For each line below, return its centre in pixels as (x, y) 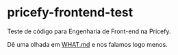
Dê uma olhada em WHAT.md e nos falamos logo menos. (87, 44)
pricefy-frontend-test (70, 13)
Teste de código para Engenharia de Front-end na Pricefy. (89, 31)
